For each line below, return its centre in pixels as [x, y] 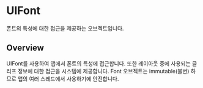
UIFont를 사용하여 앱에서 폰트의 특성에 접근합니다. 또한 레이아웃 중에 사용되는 [98, 63]
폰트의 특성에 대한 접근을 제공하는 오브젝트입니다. [65, 28]
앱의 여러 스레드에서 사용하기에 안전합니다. [68, 79]
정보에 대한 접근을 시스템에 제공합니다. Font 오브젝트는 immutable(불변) [103, 71]
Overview [25, 48]
